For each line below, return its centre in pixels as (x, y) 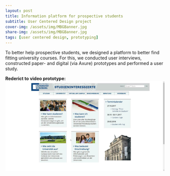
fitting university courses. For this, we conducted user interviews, (73, 58)
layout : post (19, 11)
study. (12, 69)
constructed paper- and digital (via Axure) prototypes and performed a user (84, 63)
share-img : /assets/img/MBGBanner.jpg (46, 32)
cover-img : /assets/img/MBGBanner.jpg (46, 27)
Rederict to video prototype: (35, 78)
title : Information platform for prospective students (64, 16)
